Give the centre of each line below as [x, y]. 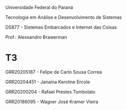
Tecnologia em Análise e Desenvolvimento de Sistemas [63, 17]
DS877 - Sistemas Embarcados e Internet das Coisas [61, 27]
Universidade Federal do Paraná [39, 7]
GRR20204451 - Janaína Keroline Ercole [48, 82]
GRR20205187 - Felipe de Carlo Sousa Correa [54, 72]
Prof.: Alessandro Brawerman [36, 37]
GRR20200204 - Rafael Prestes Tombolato [50, 92]
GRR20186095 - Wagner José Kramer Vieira [52, 101]
